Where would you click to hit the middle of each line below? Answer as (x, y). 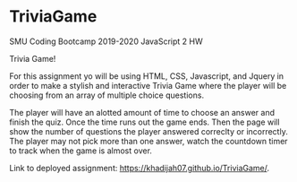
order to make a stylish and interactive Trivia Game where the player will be (148, 85)
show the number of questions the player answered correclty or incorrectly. (148, 131)
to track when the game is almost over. (81, 151)
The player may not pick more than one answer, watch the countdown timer (148, 141)
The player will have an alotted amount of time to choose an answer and (142, 112)
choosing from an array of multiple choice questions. (106, 95)
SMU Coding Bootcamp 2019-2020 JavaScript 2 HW (106, 41)
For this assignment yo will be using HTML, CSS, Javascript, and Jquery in (147, 76)
